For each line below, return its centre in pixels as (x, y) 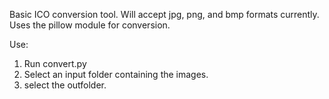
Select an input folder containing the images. (116, 74)
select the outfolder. (65, 85)
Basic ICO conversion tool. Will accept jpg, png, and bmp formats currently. (164, 14)
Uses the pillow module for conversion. (90, 25)
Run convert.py (55, 63)
